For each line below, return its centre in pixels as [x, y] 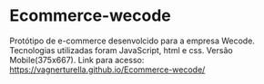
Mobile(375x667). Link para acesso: [77, 60]
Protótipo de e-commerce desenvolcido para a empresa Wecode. [132, 41]
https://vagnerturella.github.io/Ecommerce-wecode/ [107, 70]
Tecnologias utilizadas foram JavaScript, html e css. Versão [122, 50]
